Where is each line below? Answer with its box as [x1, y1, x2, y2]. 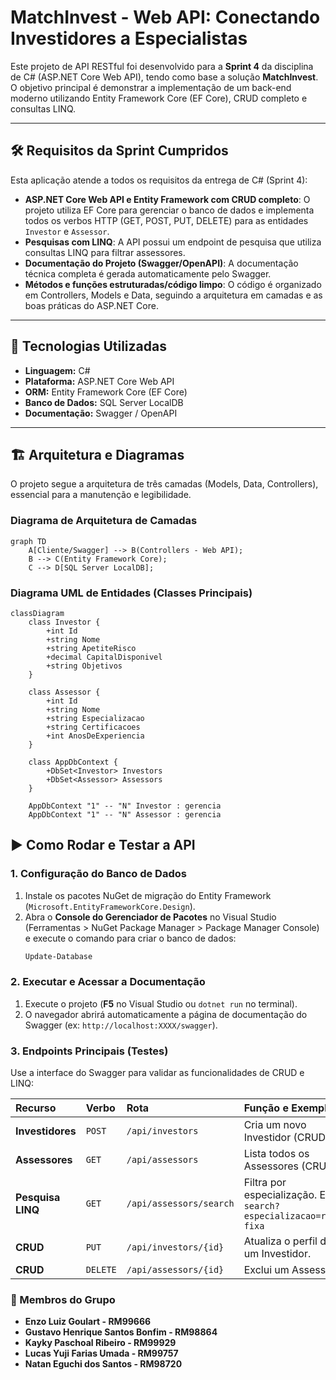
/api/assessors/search [126, 1198, 235, 1210]
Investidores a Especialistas [10, 27, 248, 50]
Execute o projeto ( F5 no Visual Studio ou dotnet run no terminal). [24, 997, 298, 1010]
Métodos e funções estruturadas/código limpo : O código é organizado [24, 278, 322, 290]
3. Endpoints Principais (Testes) [10, 1044, 169, 1058]
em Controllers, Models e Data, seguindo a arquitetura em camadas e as [24, 289, 323, 301]
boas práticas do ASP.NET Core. [24, 299, 159, 311]
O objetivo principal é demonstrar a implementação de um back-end [10, 81, 292, 93]
